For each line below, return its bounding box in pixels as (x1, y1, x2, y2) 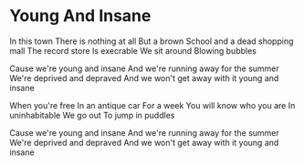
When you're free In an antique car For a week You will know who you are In (9, 99, 296, 110)
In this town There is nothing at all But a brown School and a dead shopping (9, 36, 294, 46)
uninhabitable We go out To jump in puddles (9, 109, 175, 120)
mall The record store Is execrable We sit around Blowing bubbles (9, 45, 257, 56)
